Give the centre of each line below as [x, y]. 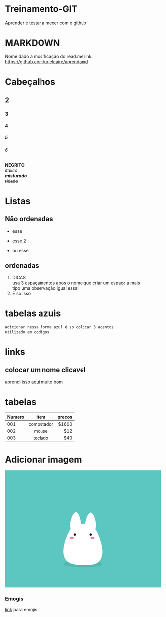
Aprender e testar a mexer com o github [46, 23]
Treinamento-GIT [41, 9]
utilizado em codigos [27, 332]
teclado [41, 438]
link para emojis [21, 609]
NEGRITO [15, 165]
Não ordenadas [29, 219]
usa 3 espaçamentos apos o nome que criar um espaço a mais [76, 283]
